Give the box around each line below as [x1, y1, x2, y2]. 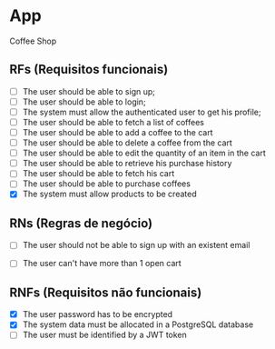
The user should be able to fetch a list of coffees [22, 116, 204, 127]
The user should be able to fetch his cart [22, 168, 175, 179]
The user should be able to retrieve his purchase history [22, 158, 232, 169]
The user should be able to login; [22, 96, 147, 107]
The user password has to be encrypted [22, 309, 173, 320]
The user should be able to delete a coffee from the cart [22, 137, 233, 148]
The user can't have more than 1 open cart [22, 258, 182, 269]
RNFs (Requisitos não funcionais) [9, 284, 202, 300]
